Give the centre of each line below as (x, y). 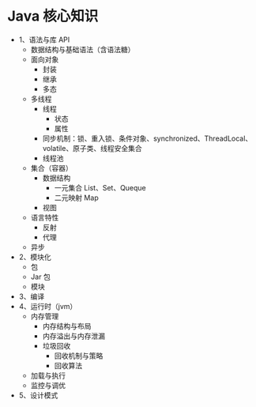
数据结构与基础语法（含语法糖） (83, 49)
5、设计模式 (38, 395)
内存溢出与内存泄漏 (74, 336)
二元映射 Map (77, 198)
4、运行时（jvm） (48, 306)
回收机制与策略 (79, 356)
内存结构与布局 (67, 326)
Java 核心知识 (53, 16)
